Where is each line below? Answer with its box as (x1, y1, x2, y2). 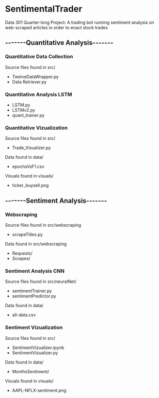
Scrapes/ (12, 255, 31, 261)
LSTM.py (12, 102, 31, 108)
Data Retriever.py (12, 79, 47, 84)
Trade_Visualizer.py (12, 145, 51, 151)
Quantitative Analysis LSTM (5, 91, 73, 98)
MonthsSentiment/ (12, 368, 49, 374)
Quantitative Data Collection (5, 53, 73, 60)
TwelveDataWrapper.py (12, 74, 59, 80)
